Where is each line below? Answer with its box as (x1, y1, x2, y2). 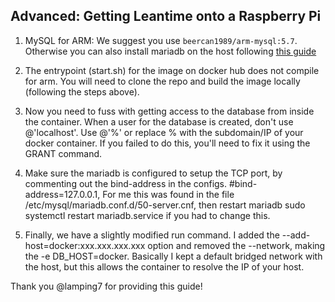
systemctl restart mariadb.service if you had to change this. (24, 209, 271, 221)
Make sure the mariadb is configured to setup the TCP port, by (24, 167, 283, 179)
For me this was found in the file (102, 188, 235, 200)
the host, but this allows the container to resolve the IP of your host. (24, 260, 305, 273)
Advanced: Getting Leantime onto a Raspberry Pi (10, 8, 322, 25)
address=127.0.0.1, (24, 188, 101, 200)
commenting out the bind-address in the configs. (24, 177, 228, 189)
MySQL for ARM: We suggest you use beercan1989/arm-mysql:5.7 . (24, 34, 298, 46)
